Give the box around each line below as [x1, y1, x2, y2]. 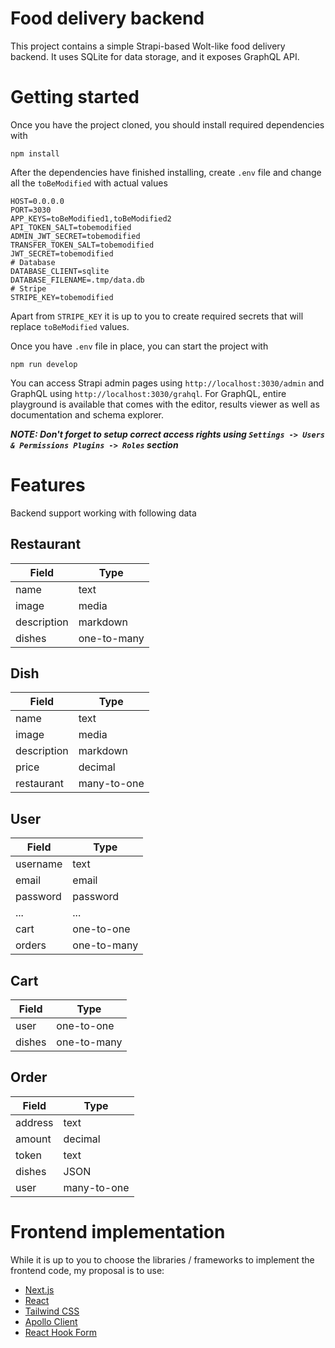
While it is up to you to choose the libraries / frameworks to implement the [10, 1253, 315, 1266]
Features [10, 474, 86, 497]
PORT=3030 [10, 205, 52, 215]
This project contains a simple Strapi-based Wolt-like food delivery [10, 40, 286, 52]
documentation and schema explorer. [10, 408, 165, 421]
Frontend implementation [10, 1221, 226, 1244]
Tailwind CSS [24, 1305, 80, 1317]
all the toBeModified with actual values [10, 177, 168, 189]
